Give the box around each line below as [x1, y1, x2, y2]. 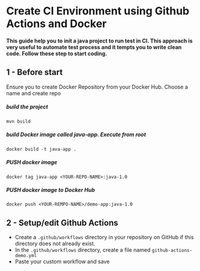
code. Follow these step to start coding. [6, 50, 108, 57]
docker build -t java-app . [6, 146, 77, 152]
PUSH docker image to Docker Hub [6, 186, 95, 194]
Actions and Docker [6, 17, 107, 31]
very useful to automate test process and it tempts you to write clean [6, 43, 182, 50]
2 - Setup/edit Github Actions [6, 218, 118, 228]
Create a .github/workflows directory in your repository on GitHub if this [14, 234, 194, 241]
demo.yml [14, 253, 37, 259]
